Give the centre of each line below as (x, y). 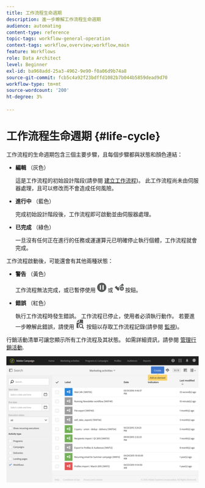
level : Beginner (27, 64)
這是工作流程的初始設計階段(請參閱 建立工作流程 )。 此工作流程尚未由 (101, 180)
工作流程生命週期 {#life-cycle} (83, 136)
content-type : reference (38, 32)
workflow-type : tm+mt (34, 84)
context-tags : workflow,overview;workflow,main (68, 45)
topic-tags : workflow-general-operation (59, 39)
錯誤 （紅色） (32, 302)
